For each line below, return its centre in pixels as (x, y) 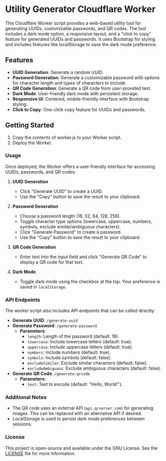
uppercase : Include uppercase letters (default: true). (80, 347)
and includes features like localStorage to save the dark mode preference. (81, 44)
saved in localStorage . (43, 287)
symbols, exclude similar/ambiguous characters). (70, 226)
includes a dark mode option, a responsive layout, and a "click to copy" (78, 34)
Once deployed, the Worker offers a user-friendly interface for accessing (80, 166)
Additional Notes (26, 397)
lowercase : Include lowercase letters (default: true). (80, 342)
